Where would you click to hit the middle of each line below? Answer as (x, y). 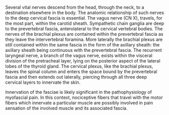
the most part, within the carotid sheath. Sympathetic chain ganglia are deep (85, 23)
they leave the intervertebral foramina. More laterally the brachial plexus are (84, 39)
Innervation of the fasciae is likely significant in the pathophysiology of (79, 92)
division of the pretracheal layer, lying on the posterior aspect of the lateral (83, 61)
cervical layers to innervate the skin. (43, 82)
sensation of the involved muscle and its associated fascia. (66, 108)
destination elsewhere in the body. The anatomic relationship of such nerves (85, 13)
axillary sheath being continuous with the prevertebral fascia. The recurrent (84, 50)
